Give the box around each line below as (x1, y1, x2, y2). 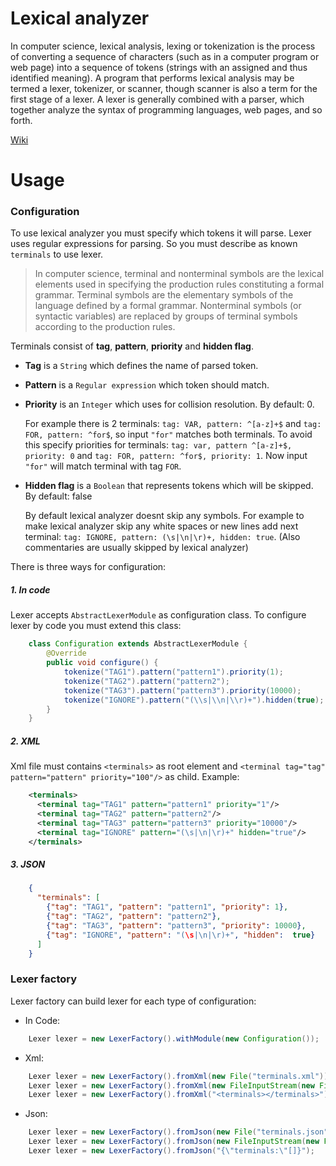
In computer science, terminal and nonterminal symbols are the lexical (34, 268, 325, 280)
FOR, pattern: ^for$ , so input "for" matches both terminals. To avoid (24, 428, 313, 441)
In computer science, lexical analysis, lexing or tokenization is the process (10, 40, 316, 52)
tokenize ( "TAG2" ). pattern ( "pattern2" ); (63, 676, 230, 686)
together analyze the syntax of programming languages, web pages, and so (10, 103, 323, 116)
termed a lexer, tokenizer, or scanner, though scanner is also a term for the (10, 82, 318, 94)
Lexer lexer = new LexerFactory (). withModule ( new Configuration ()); (28, 1033, 320, 1044)
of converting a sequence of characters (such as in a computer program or (10, 50, 320, 62)
